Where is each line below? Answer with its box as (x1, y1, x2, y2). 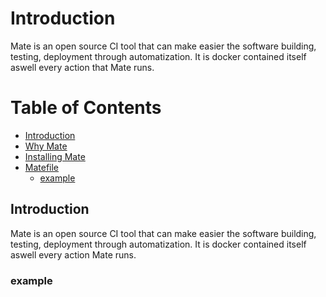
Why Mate (24, 140, 68, 152)
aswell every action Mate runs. (10, 248, 137, 261)
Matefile (24, 161, 60, 173)
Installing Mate (24, 150, 86, 162)
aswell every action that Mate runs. (10, 61, 155, 73)
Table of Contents (10, 97, 162, 119)
